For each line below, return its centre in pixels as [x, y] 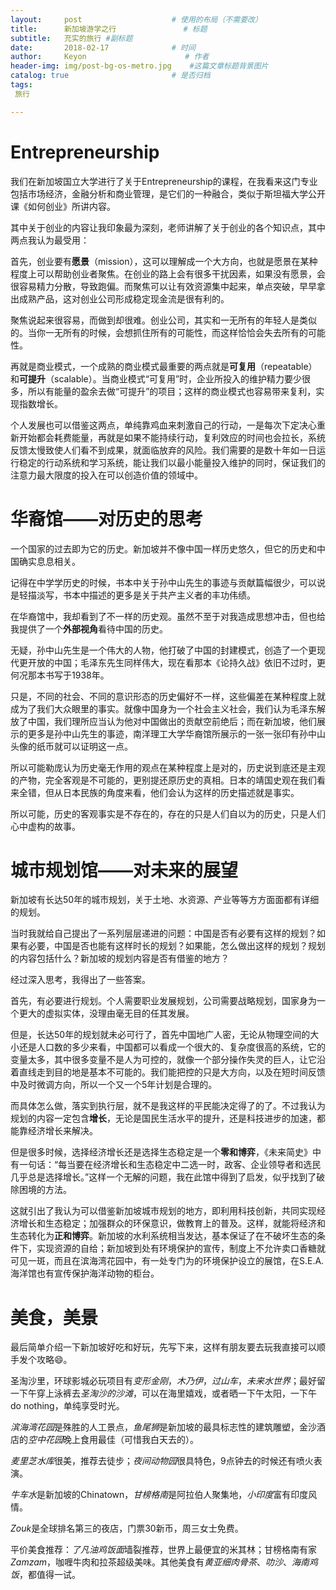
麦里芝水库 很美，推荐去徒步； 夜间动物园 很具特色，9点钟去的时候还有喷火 [162, 1461]
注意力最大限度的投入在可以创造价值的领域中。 [106, 475]
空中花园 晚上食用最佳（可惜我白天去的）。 [113, 1440]
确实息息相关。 [49, 561]
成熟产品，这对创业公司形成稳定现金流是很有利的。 [124, 298]
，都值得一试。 [50, 1575]
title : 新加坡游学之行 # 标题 [109, 29]
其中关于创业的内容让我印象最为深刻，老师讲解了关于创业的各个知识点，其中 [168, 227]
